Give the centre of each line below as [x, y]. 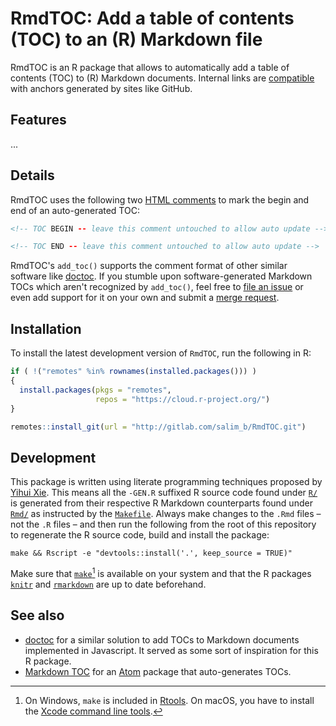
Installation [46, 328]
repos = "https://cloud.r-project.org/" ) [183, 399]
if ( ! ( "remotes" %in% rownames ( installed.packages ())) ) [133, 372]
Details [32, 175]
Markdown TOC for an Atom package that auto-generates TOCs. [158, 671]
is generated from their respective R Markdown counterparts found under [161, 503]
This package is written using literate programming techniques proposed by [166, 482]
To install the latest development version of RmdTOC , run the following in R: [161, 353]
